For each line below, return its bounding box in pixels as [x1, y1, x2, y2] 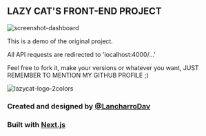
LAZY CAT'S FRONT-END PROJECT [7, 5, 162, 17]
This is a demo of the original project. [7, 37, 114, 45]
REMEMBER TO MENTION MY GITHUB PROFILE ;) [7, 71, 150, 79]
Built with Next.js [7, 120, 66, 129]
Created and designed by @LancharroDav [7, 101, 151, 111]
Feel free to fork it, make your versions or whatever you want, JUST [7, 63, 199, 71]
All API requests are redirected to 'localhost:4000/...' [7, 50, 156, 58]
